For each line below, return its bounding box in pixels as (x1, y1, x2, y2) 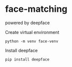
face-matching (5, 3, 68, 15)
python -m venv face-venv (5, 38, 58, 44)
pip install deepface (5, 57, 50, 62)
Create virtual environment (5, 29, 60, 35)
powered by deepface (5, 20, 50, 26)
